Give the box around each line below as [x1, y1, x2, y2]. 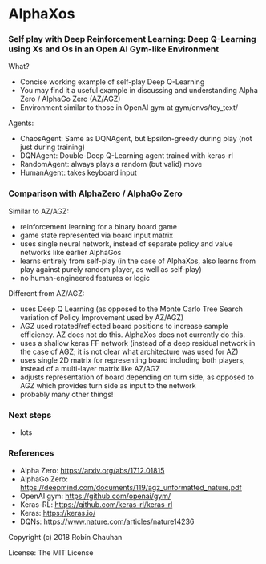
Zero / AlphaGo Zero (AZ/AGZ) [19, 94, 121, 104]
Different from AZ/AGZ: [8, 288, 85, 298]
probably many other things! [19, 389, 114, 399]
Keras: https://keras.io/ [19, 509, 96, 518]
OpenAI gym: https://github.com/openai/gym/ [19, 491, 171, 501]
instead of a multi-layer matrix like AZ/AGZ [19, 363, 160, 373]
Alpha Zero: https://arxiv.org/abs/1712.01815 [19, 466, 165, 476]
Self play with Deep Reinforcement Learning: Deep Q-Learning [8, 34, 256, 45]
